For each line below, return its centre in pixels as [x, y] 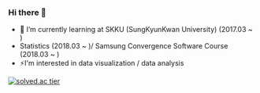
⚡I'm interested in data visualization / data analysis [102, 63]
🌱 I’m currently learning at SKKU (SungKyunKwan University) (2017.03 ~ [136, 30]
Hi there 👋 [28, 13]
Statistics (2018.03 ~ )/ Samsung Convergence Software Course [124, 46]
